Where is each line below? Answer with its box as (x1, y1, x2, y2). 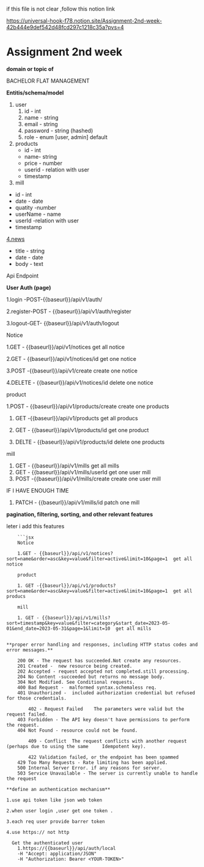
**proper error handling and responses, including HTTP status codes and (6, 642, 199, 648)
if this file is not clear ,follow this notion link (6, 6, 115, 12)
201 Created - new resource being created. (17, 663, 133, 669)
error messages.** (6, 646, 53, 653)
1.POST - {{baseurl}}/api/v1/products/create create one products (6, 403, 169, 410)
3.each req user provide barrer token (6, 818, 105, 825)
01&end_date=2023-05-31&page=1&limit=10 (6, 625, 111, 632)
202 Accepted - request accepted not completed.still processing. (17, 668, 190, 675)
